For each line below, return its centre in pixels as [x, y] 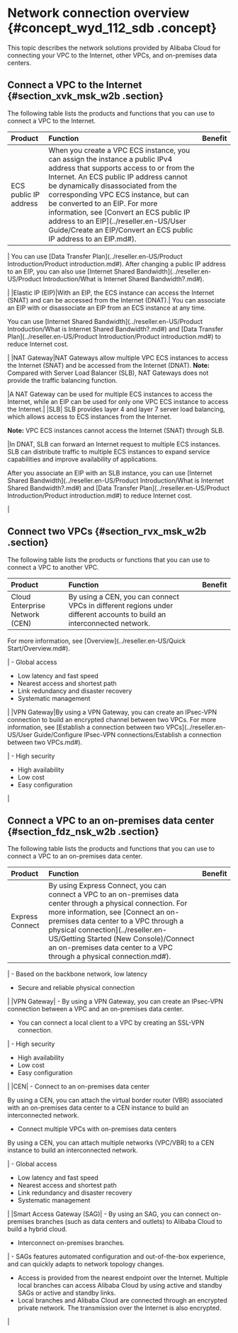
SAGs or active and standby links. [67, 1293]
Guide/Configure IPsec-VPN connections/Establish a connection [127, 734]
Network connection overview [98, 13]
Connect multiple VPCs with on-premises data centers [97, 1129]
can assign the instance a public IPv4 [110, 159]
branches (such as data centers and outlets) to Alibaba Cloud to [129, 1222]
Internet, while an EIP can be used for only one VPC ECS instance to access [118, 401]
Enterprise [28, 605]
